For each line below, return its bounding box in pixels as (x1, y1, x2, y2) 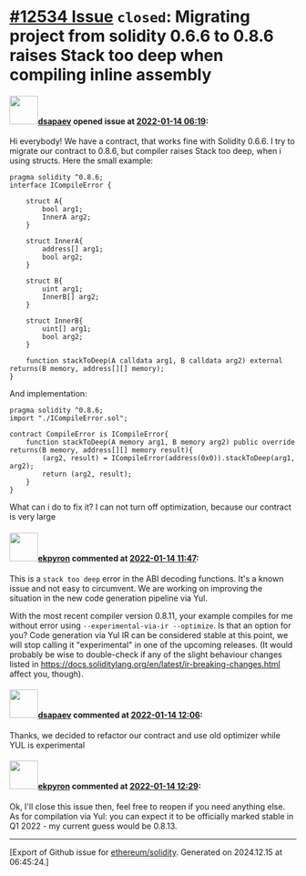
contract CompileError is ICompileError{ (9, 430, 169, 439)
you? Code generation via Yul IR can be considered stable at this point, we (9, 629, 289, 640)
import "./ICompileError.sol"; (9, 414, 128, 423)
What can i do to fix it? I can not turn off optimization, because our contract (9, 501, 291, 512)
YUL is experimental (9, 739, 86, 750)
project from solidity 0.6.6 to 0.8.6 (9, 26, 275, 46)
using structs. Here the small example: (9, 155, 153, 166)
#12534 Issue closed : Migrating (9, 6, 250, 27)
